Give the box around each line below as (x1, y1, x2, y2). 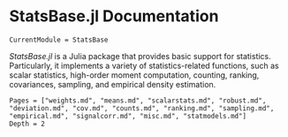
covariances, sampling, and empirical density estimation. (9, 79, 216, 89)
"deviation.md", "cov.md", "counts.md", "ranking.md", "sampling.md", (9, 103, 275, 112)
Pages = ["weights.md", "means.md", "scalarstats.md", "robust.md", (9, 95, 267, 105)
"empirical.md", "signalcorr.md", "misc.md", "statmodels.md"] (9, 111, 247, 120)
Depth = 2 (9, 119, 46, 128)
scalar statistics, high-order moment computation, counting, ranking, (9, 69, 260, 80)
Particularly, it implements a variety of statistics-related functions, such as (9, 60, 280, 71)
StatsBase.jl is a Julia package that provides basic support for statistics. (9, 50, 271, 61)
